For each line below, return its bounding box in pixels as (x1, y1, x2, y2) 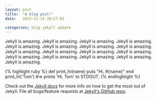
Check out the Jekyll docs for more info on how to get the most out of (5, 83, 146, 89)
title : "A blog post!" (5, 12, 54, 17)
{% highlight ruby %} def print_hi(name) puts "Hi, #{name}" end (5, 69, 134, 75)
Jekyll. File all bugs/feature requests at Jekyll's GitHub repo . (5, 88, 127, 94)
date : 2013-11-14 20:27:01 (5, 16, 65, 21)
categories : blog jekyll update (5, 25, 71, 30)
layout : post (5, 7, 32, 12)
